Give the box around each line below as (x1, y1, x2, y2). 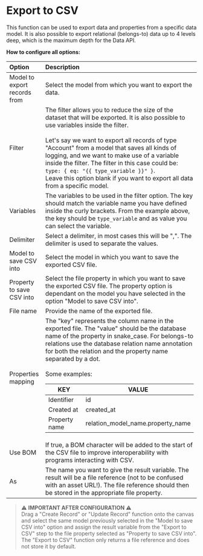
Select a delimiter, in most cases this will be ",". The (45, 231, 192, 240)
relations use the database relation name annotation (45, 339, 193, 348)
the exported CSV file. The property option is (45, 282, 173, 290)
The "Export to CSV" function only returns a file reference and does (21, 536, 190, 543)
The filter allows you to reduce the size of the (45, 106, 173, 114)
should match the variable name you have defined (45, 198, 187, 207)
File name (9, 307, 37, 315)
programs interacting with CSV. (45, 456, 134, 464)
